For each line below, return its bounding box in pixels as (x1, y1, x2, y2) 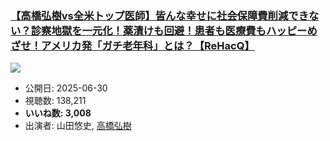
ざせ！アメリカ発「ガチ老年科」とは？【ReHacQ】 (10, 38, 255, 52)
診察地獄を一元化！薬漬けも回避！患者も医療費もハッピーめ (30, 23, 318, 37)
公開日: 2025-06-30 (24, 82, 108, 94)
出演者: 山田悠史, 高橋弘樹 (24, 120, 132, 132)
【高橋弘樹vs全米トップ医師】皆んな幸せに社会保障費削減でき (10, 8, 310, 22)
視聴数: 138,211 (24, 95, 87, 107)
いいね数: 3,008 (24, 107, 92, 119)
